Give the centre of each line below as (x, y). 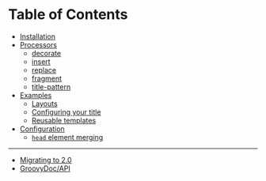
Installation (38, 36)
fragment (46, 78)
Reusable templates (64, 120)
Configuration (42, 129)
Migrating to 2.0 (46, 160)
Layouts (44, 104)
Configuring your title (66, 111)
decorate (46, 53)
